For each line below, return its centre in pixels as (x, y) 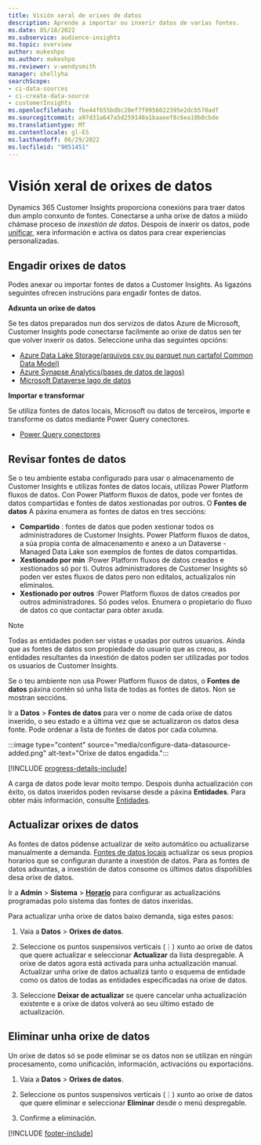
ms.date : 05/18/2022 (42, 30)
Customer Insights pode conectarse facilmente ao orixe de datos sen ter (125, 332)
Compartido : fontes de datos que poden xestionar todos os (116, 527)
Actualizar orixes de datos (74, 825)
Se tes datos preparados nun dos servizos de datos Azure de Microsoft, (124, 324)
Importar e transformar (46, 396)
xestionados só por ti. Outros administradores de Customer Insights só (134, 568)
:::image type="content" (47, 744)
